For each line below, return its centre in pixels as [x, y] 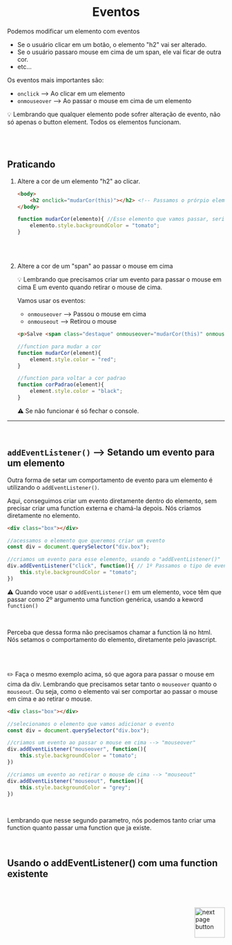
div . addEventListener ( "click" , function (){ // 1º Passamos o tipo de [109, 566]
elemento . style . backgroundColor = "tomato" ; [95, 226]
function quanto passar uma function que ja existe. [79, 828]
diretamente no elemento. [44, 515]
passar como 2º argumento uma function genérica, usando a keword [105, 599]
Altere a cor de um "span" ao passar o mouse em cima [95, 266]
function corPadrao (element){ [61, 385]
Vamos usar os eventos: [51, 301]
